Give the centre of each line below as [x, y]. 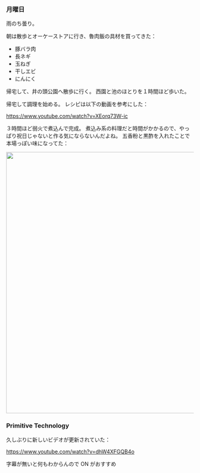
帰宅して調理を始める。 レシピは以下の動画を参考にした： [77, 104]
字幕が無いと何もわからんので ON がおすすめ [61, 463]
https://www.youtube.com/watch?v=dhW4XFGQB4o [71, 451]
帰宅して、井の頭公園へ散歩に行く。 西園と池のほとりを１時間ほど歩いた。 [98, 91]
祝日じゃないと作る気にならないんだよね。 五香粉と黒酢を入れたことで [103, 136]
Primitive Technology [38, 426]
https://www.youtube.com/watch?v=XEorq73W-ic [67, 116]
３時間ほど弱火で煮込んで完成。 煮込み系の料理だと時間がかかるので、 [93, 128]
